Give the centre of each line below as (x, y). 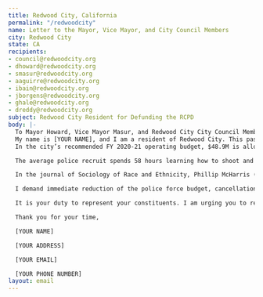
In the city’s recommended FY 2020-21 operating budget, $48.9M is (128, 147)
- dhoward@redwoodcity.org (52, 67)
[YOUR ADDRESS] (40, 245)
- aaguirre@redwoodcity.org (54, 81)
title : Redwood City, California (63, 15)
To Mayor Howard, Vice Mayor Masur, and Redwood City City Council (128, 132)
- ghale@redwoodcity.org (49, 103)
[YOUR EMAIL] (36, 259)
